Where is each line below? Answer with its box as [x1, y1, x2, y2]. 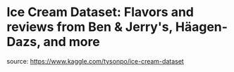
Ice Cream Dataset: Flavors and [6, 4, 195, 20]
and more [43, 34, 100, 50]
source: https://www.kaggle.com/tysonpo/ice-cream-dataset [6, 57, 184, 65]
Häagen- [175, 19, 228, 35]
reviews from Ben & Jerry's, [6, 19, 173, 35]
